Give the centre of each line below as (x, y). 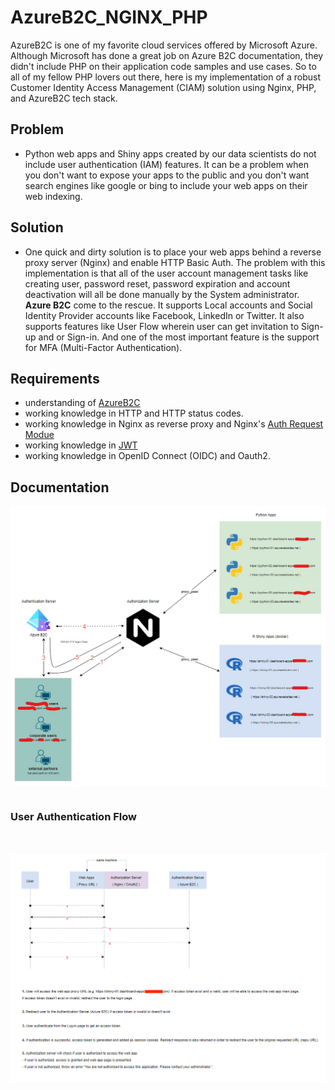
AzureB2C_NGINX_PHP (109, 17)
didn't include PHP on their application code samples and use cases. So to (163, 66)
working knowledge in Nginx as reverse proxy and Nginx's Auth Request (174, 424)
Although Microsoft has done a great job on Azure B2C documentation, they (167, 55)
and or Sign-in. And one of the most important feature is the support (179, 337)
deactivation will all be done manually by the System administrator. (162, 294)
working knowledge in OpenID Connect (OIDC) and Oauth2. (147, 456)
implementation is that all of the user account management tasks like (166, 273)
